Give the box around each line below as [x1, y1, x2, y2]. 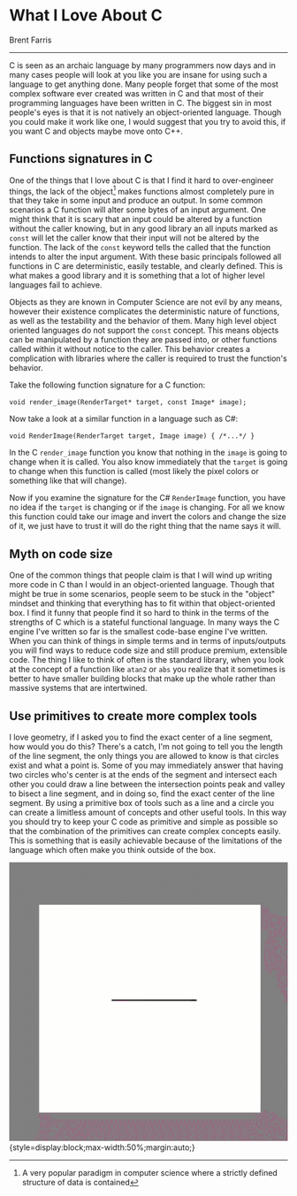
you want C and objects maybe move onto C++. [9, 126, 184, 136]
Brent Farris [9, 34, 52, 45]
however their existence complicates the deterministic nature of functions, [9, 306, 280, 317]
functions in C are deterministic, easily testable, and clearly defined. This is [9, 261, 283, 272]
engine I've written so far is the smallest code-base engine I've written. [9, 626, 268, 637]
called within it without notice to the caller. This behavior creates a [9, 344, 250, 355]
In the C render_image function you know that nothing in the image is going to [9, 448, 287, 458]
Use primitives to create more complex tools [9, 709, 258, 724]
